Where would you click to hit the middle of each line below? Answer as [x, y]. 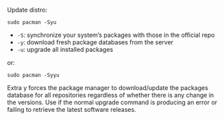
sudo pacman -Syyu [33, 75]
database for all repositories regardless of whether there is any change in [111, 95]
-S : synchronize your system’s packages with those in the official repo [116, 35]
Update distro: [27, 10]
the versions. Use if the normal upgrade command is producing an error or [112, 102]
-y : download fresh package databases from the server [95, 42]
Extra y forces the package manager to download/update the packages [108, 88]
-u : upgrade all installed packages [65, 49]
